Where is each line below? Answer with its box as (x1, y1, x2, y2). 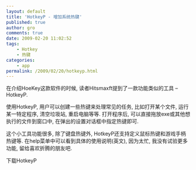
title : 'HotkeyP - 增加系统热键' (6, 14, 82, 20)
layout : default (6, 8, 46, 15)
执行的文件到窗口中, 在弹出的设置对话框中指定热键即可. (6, 118, 139, 125)
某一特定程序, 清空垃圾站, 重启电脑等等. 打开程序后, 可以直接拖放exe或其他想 (6, 111, 191, 118)
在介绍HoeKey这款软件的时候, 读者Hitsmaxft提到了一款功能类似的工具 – (6, 85, 178, 92)
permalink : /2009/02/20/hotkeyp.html (6, 68, 98, 74)
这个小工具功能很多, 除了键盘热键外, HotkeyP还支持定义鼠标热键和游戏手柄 (6, 130, 186, 137)
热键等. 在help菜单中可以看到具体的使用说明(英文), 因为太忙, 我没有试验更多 (6, 137, 188, 144)
